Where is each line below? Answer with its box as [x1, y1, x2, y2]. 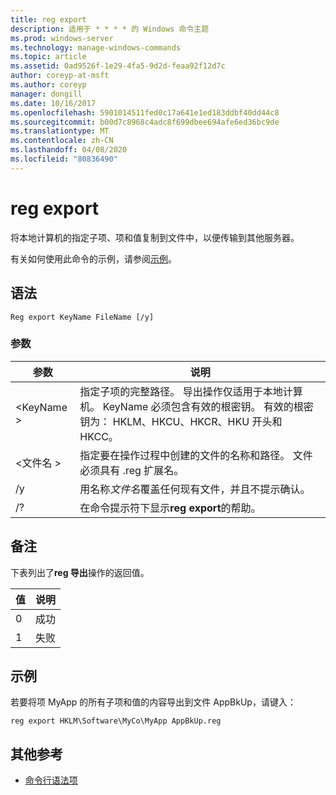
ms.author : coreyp [10, 80, 87, 90]
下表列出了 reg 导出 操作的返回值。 [10, 566, 150, 578]
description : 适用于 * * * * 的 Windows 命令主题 [10, 24, 210, 34]
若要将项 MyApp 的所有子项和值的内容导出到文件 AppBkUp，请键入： [10, 696, 297, 708]
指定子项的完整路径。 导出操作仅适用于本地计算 [79, 384, 303, 398]
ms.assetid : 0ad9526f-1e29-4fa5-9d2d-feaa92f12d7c [10, 61, 226, 71]
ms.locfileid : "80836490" [10, 154, 118, 164]
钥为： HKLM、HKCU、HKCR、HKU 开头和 [79, 414, 283, 428]
